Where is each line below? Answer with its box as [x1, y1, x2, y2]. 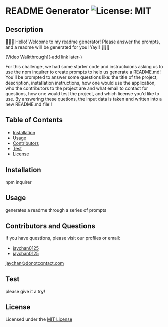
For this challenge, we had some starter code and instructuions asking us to [5, 64, 163, 69]
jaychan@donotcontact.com [5, 260, 64, 266]
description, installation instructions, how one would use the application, [5, 80, 156, 86]
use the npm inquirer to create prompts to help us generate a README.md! [5, 69, 161, 75]
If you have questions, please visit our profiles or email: [5, 235, 120, 241]
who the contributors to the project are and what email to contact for [5, 85, 148, 91]
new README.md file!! [5, 101, 52, 107]
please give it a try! [5, 289, 45, 295]
